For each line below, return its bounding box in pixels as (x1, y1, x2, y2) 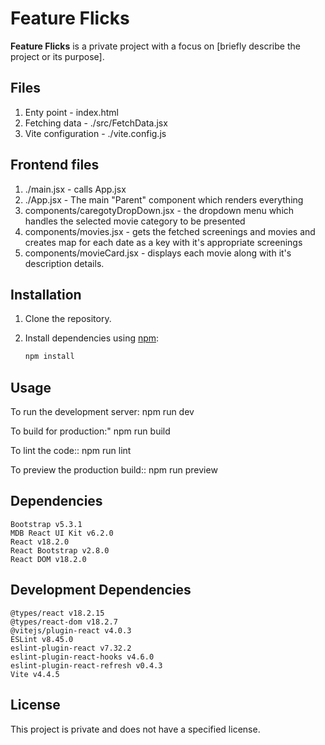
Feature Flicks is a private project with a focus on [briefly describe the (10, 40, 301, 52)
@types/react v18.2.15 (10, 608, 105, 618)
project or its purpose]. (10, 50, 105, 62)
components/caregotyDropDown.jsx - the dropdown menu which (24, 204, 295, 216)
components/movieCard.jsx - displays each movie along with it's (24, 247, 292, 259)
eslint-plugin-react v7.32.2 (10, 643, 132, 653)
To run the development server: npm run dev (10, 406, 195, 418)
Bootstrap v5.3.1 (10, 519, 83, 529)
